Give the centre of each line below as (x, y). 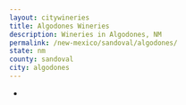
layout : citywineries (50, 17)
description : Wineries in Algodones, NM (86, 34)
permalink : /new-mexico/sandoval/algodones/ (93, 43)
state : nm (28, 51)
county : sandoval (42, 59)
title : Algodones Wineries (59, 26)
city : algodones (39, 68)
